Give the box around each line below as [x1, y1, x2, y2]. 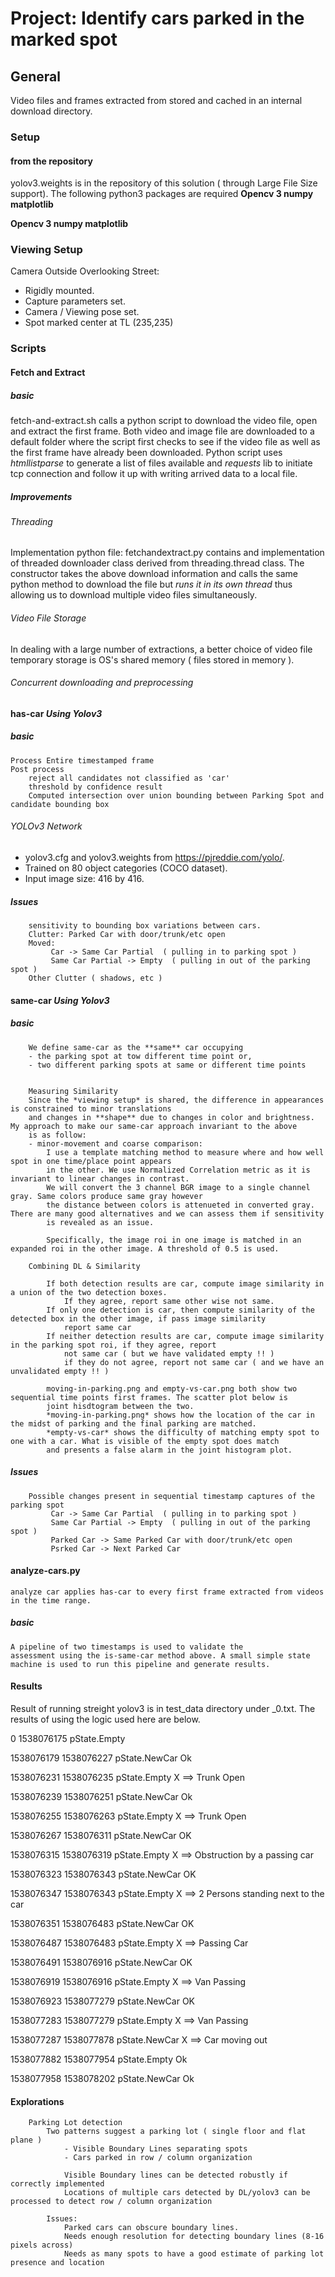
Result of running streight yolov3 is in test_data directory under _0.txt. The [10, 1702, 316, 1714]
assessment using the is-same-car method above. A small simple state [10, 1650, 311, 1661]
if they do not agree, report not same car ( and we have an [63, 1357, 325, 1367]
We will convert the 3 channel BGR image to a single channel [46, 1182, 311, 1192]
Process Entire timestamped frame [10, 755, 155, 766]
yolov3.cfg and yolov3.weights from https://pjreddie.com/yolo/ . [24, 852, 285, 864]
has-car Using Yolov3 [10, 707, 103, 719]
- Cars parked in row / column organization [63, 2153, 253, 2163]
